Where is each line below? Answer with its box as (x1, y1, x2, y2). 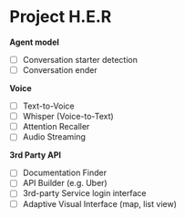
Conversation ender (22, 65, 98, 75)
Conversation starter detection (22, 54, 139, 65)
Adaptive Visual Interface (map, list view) (22, 198, 178, 209)
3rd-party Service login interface (22, 188, 147, 199)
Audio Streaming (22, 131, 87, 142)
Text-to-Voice (22, 100, 75, 111)
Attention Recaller (22, 121, 90, 132)
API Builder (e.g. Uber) (22, 178, 108, 189)
